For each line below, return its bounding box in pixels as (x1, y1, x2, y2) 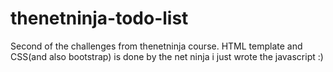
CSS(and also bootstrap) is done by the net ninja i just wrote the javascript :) (10, 50, 324, 62)
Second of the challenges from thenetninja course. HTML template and (10, 40, 303, 52)
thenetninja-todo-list (10, 7, 189, 30)
